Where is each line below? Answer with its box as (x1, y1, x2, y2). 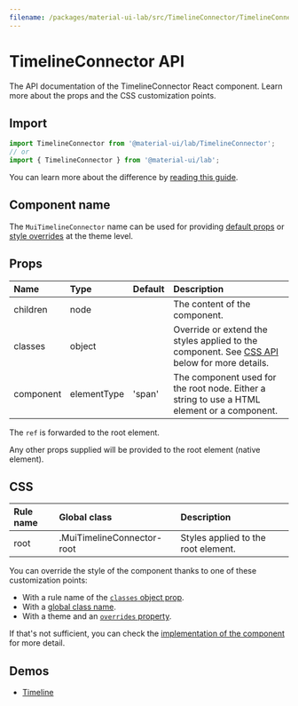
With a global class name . (21, 601, 117, 613)
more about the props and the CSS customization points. (9, 90, 216, 100)
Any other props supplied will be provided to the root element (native (9, 444, 261, 455)
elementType (69, 387, 125, 400)
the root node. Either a (172, 382, 266, 394)
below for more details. (172, 356, 269, 369)
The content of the (172, 297, 251, 310)
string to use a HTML (172, 393, 261, 405)
